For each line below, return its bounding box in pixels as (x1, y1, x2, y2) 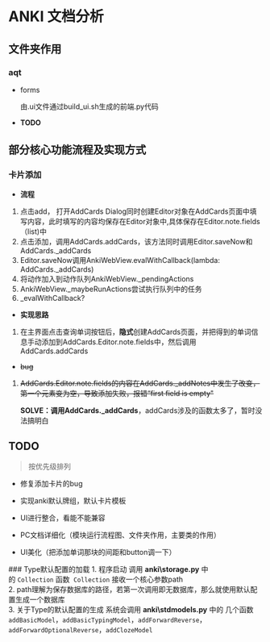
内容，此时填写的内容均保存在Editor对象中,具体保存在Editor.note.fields (27, 216, 260, 226)
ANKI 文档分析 (8, 7, 104, 26)
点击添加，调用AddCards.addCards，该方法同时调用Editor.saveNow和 (19, 236, 253, 246)
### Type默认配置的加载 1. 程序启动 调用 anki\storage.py (8, 565, 200, 574)
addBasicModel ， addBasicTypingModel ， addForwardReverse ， (8, 615, 207, 625)
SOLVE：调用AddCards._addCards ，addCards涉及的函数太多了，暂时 (19, 405, 255, 415)
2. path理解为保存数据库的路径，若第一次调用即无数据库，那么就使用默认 (8, 585, 251, 594)
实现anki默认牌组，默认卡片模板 (19, 496, 127, 506)
